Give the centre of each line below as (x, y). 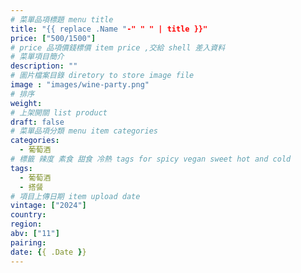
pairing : (28, 242)
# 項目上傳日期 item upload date (75, 196)
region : (26, 224)
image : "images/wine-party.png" (80, 85)
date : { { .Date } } (48, 252)
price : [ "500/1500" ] (53, 38)
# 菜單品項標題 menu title (62, 19)
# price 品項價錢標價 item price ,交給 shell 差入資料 (118, 47)
